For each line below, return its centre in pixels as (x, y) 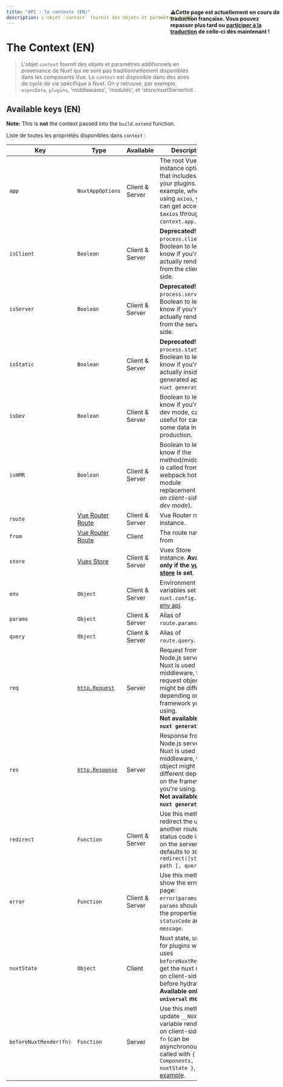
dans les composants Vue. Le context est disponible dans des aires (105, 77)
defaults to (175, 852)
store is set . (177, 573)
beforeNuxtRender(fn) (40, 1042)
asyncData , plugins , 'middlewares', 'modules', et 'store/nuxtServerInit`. (109, 90)
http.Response (97, 770)
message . (171, 928)
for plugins (175, 946)
